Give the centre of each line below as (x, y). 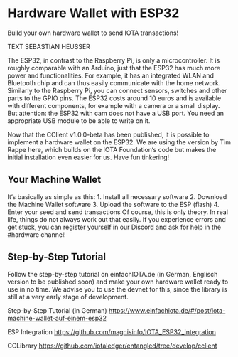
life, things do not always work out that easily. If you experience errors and (117, 219)
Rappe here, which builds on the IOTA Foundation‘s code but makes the (112, 149)
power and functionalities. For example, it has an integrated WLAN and (111, 75)
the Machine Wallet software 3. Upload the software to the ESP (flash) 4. (113, 204)
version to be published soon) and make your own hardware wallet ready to (118, 282)
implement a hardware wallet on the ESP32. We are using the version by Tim (119, 142)
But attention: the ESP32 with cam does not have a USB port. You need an (115, 113)
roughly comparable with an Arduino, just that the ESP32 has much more (114, 68)
